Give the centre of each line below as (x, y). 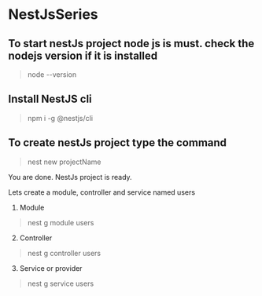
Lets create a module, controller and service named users (101, 192)
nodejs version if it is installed (83, 55)
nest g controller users (64, 253)
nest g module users (61, 222)
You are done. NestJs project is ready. (70, 177)
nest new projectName (64, 162)
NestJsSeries (53, 15)
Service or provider (51, 268)
